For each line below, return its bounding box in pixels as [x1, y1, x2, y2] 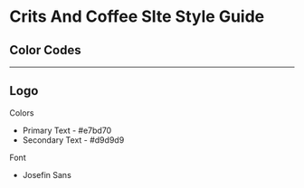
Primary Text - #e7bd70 [22, 125, 112, 136]
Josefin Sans [22, 169, 72, 180]
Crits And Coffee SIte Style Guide [9, 6, 265, 27]
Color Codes [9, 42, 81, 58]
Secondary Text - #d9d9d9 [22, 134, 125, 146]
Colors [9, 107, 34, 118]
